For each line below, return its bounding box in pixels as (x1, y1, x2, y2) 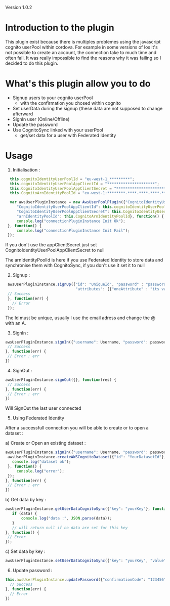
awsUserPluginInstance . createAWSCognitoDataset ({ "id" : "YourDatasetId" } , (7, 455, 166, 460)
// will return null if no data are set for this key (12, 525, 128, 530)
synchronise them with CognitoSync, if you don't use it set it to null (5, 263, 145, 269)
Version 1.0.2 (5, 5, 32, 10)
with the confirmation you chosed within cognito (20, 100, 121, 106)
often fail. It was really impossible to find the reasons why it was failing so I (5, 55, 161, 61)
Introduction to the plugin (5, 22, 115, 33)
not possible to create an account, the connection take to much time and (5, 49, 157, 55)
